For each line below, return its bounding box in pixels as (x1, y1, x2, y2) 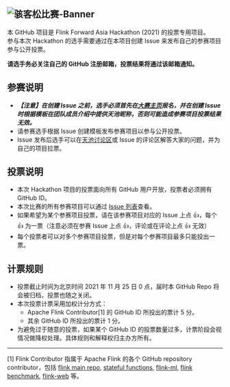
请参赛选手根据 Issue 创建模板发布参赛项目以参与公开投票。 (16, 127, 186, 135)
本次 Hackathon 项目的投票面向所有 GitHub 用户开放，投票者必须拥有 (16, 186, 212, 194)
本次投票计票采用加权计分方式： (16, 299, 107, 308)
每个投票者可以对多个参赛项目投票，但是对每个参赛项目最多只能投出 (16, 232, 209, 240)
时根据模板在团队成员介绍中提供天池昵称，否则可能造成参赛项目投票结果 (16, 110, 221, 118)
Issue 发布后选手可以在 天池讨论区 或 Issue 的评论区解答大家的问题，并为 (16, 135, 220, 144)
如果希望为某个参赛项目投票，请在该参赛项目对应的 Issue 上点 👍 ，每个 (16, 211, 218, 219)
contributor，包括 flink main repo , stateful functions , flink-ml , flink (7, 364, 193, 372)
